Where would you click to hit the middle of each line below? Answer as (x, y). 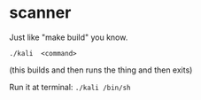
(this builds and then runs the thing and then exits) (101, 70)
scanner (40, 13)
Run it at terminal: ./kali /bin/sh (70, 87)
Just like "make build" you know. (69, 37)
